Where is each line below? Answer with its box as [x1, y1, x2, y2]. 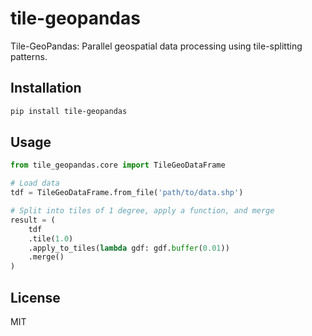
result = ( [10, 215, 56, 225]
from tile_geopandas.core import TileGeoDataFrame [10, 160, 226, 171]
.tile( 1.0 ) [28, 233, 74, 244]
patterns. [10, 50, 48, 62]
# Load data [10, 178, 60, 189]
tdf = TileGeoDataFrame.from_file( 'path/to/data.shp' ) [10, 188, 244, 198]
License [10, 289, 61, 306]
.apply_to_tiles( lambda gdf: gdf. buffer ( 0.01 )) [28, 243, 230, 253]
